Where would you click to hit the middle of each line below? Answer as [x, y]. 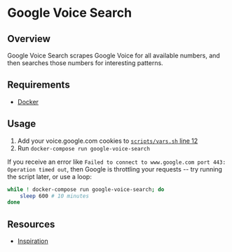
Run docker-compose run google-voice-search [84, 148]
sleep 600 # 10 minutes [55, 196]
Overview [29, 39]
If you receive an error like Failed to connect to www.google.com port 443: [117, 162]
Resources [31, 224]
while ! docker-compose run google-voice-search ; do [86, 189]
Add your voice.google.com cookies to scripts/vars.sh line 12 [108, 141]
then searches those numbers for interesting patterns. [85, 63]
